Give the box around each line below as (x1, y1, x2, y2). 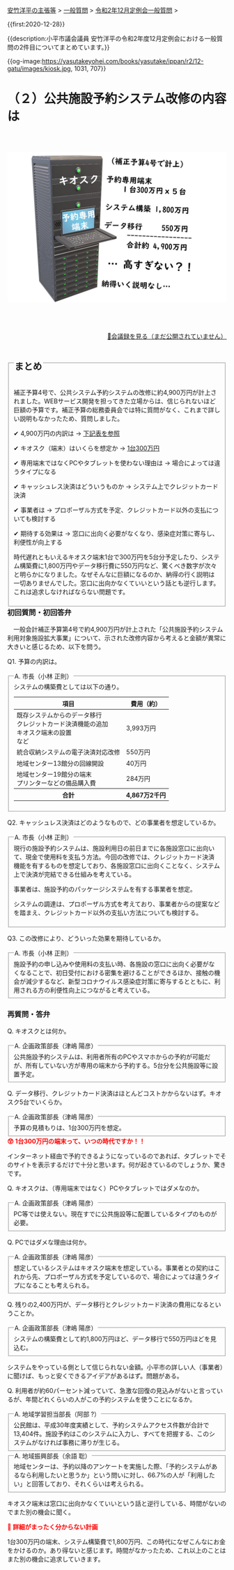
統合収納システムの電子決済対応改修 (16, 748, 120, 756)
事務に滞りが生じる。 (62, 1438, 124, 1447)
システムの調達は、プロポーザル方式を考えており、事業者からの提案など (13, 900, 221, 908)
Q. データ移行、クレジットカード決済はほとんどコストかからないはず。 (7, 1089, 210, 1098)
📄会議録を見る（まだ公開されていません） (107, 332, 227, 340)
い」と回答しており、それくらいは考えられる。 (13, 1479, 148, 1489)
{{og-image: (7, 57, 42, 65)
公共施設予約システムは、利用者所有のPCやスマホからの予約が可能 (13, 1052, 205, 1061)
